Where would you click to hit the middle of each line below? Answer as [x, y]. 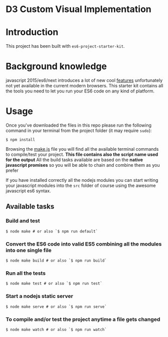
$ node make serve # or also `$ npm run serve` [56, 307]
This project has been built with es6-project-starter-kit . [65, 46]
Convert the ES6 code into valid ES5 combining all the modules [84, 244]
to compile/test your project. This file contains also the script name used [82, 154]
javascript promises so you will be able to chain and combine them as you [83, 165]
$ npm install [21, 140]
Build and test [23, 221]
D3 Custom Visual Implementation [79, 9]
